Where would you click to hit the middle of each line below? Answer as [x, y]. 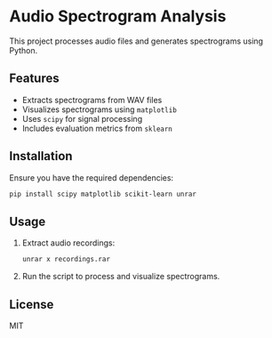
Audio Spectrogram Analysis [118, 16]
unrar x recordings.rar [66, 260]
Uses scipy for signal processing [82, 118]
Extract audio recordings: [68, 243]
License [32, 304]
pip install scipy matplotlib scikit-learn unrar [103, 194]
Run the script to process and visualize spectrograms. [121, 277]
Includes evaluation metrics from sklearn [97, 128]
